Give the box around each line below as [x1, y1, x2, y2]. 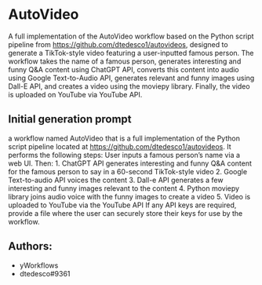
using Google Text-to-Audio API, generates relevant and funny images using [8, 73, 255, 82]
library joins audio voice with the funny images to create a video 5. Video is [8, 192, 251, 201]
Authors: [8, 239, 53, 253]
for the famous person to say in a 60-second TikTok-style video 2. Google [8, 166, 248, 176]
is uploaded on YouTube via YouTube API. [8, 90, 143, 99]
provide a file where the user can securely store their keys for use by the [8, 208, 243, 217]
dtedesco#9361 [19, 269, 71, 278]
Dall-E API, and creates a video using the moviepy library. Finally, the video [8, 81, 250, 91]
